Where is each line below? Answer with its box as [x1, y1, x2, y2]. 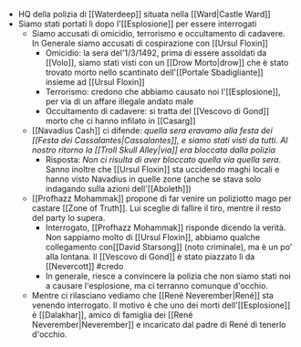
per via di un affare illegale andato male [45, 96, 194, 107]
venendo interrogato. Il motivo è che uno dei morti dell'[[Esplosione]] [31, 300, 291, 310]
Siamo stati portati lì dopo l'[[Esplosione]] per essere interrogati [17, 18, 257, 29]
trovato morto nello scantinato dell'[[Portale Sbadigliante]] [45, 67, 264, 78]
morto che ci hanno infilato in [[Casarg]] [45, 115, 196, 126]
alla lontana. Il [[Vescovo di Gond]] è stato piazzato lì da [45, 251, 255, 262]
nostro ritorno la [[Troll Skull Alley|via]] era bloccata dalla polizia [31, 144, 276, 155]
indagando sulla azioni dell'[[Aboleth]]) [45, 184, 192, 194]
